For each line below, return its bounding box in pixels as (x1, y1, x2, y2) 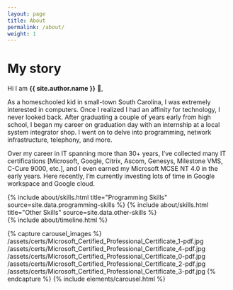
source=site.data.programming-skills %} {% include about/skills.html (7, 201, 209, 209)
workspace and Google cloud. (7, 179, 96, 188)
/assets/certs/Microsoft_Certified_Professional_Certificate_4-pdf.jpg (7, 245, 206, 253)
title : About (7, 17, 46, 24)
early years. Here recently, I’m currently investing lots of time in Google (7, 172, 215, 181)
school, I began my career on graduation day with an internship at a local (7, 121, 220, 129)
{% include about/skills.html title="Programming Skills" (7, 193, 168, 202)
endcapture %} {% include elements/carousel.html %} (7, 274, 166, 284)
